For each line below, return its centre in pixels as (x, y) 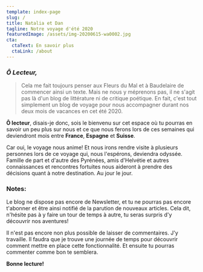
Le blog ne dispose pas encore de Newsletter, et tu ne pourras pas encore (99, 202)
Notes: (16, 189)
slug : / (16, 18)
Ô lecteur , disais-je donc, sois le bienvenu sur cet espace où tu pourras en (99, 123)
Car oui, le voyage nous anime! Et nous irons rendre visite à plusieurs (92, 147)
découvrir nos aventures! (37, 221)
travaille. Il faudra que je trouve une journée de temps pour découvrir (92, 239)
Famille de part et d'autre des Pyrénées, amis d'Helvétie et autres (88, 160)
